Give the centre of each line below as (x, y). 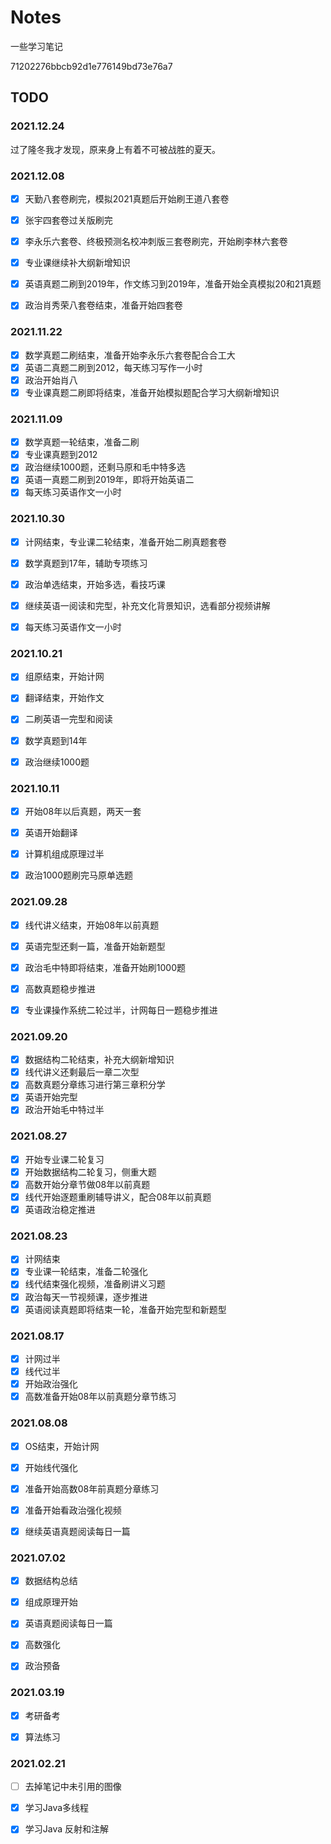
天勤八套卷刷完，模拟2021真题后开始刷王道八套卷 (127, 198)
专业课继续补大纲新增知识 (77, 263)
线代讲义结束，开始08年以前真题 (92, 925)
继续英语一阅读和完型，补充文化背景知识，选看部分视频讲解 (147, 605)
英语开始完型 (51, 1097)
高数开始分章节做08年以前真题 (87, 1184)
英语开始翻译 (51, 833)
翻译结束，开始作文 (64, 698)
